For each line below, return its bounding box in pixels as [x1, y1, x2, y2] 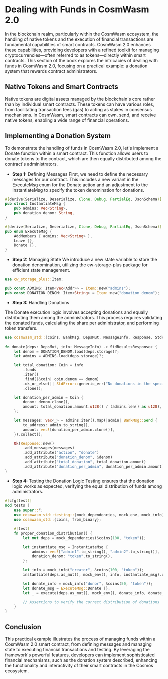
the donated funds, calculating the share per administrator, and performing [5, 320, 159, 326]
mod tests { [5, 503, 30, 508]
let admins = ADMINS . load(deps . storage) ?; [14, 354, 104, 359]
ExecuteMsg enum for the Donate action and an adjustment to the [12, 182, 148, 188]
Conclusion [5, 623, 42, 631]
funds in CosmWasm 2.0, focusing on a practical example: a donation [5, 63, 148, 69]
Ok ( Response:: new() [14, 441, 55, 446]
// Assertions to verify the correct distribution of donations [23, 599, 160, 605]
